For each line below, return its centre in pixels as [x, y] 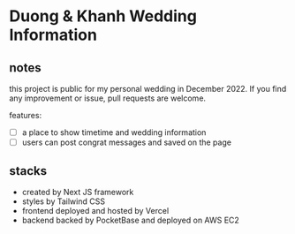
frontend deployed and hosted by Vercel [95, 210]
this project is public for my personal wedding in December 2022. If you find [148, 89]
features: [26, 115]
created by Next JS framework [78, 192]
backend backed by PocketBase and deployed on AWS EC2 [131, 220]
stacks [28, 171]
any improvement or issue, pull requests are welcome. [107, 98]
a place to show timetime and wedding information [114, 132]
